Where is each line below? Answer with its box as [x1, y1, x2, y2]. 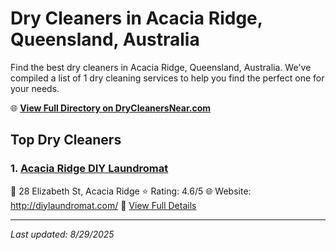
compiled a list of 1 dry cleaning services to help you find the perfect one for [10, 72, 325, 84]
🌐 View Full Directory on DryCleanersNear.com [10, 102, 212, 114]
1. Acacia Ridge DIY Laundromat [10, 162, 169, 176]
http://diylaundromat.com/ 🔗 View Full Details [10, 199, 197, 211]
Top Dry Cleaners [10, 132, 122, 149]
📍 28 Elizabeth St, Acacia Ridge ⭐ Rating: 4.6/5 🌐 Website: [10, 185, 252, 197]
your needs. [10, 82, 60, 94]
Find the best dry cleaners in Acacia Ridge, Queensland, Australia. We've [10, 61, 312, 73]
